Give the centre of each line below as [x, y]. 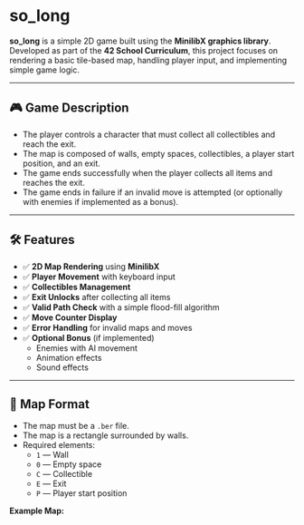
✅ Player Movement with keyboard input [99, 277]
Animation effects [69, 357]
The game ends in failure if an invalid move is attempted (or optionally [152, 192]
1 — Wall [52, 455]
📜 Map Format [50, 404]
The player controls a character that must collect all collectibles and [149, 134]
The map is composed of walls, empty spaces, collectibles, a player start [158, 153]
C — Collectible [64, 474]
